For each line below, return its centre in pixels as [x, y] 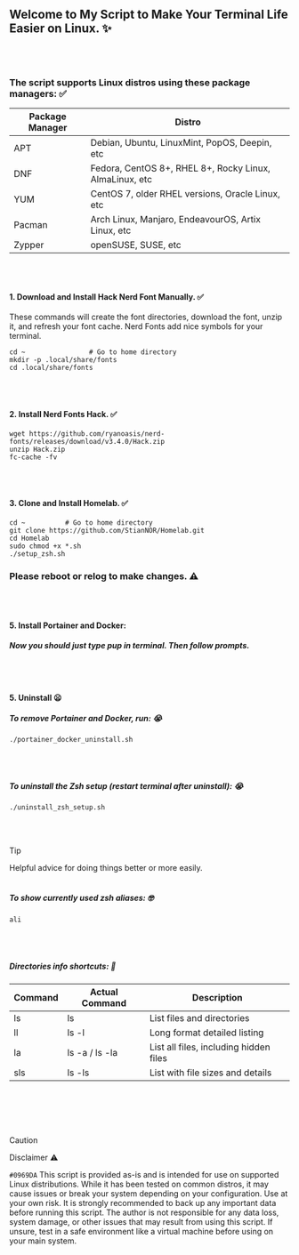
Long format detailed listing [207, 1033]
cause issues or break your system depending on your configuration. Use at [149, 1194]
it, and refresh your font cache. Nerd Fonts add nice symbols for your [136, 326]
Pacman [31, 225]
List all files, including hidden [210, 1047]
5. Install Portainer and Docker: [68, 625]
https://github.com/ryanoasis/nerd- [97, 434]
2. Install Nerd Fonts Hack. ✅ [63, 414]
